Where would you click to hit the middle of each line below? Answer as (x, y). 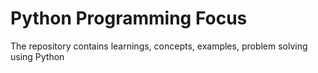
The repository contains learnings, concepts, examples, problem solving (159, 46)
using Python (37, 56)
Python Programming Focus (129, 18)
